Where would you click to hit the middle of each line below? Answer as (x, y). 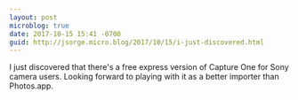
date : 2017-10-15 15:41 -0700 (65, 34)
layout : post (33, 17)
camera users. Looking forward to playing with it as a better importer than (144, 77)
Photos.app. (31, 86)
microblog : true (39, 26)
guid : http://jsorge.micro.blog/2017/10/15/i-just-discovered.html (137, 42)
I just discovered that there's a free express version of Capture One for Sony (149, 67)
